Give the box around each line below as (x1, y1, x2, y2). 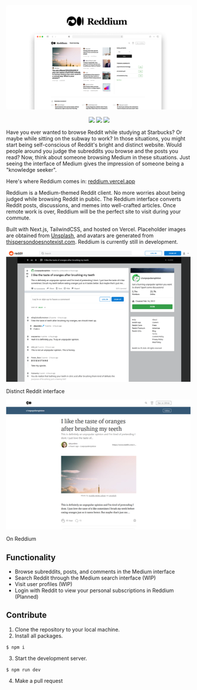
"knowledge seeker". (6, 166, 57, 174)
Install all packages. (14, 632, 63, 639)
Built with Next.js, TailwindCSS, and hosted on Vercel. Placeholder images (6, 226, 186, 233)
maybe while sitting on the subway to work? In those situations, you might (6, 135, 186, 142)
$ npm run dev (6, 666, 41, 673)
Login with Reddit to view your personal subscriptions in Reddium (14, 587, 174, 594)
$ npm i (6, 644, 25, 650)
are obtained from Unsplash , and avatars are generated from (6, 232, 154, 239)
